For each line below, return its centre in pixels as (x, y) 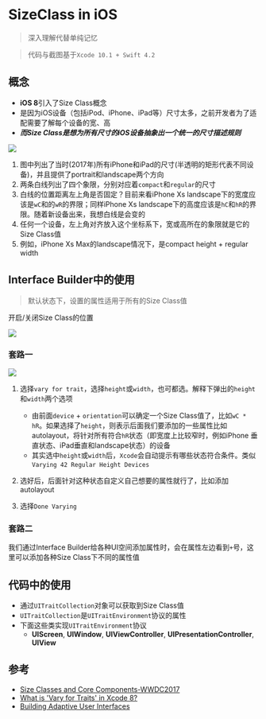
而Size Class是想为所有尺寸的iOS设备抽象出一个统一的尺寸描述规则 (130, 132)
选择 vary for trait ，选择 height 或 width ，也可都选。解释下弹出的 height (137, 388)
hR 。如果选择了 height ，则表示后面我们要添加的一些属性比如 (129, 425)
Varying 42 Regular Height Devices (90, 464)
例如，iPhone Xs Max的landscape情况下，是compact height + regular (134, 243)
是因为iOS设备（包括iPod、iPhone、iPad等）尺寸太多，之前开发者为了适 (138, 112)
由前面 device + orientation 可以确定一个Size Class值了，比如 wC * (139, 415)
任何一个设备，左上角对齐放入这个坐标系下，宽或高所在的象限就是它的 (135, 223)
